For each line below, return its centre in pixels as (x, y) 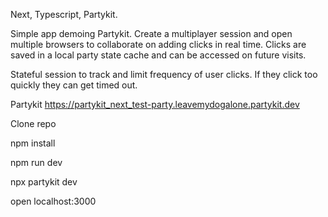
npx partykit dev (44, 182)
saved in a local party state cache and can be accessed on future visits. (158, 55)
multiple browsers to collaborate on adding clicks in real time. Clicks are (158, 44)
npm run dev (36, 162)
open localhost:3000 (53, 201)
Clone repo (33, 123)
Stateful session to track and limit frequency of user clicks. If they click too (164, 74)
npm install (33, 143)
